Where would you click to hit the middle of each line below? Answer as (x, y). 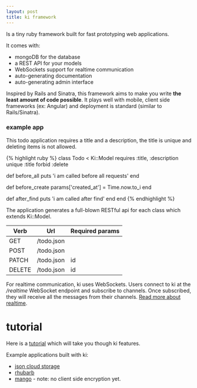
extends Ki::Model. (29, 216)
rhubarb (24, 372)
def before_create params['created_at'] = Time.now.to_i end (79, 187)
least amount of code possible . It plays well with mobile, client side (88, 100)
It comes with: (23, 45)
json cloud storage (37, 366)
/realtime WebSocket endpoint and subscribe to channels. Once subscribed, (98, 291)
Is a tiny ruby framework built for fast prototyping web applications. (88, 34)
